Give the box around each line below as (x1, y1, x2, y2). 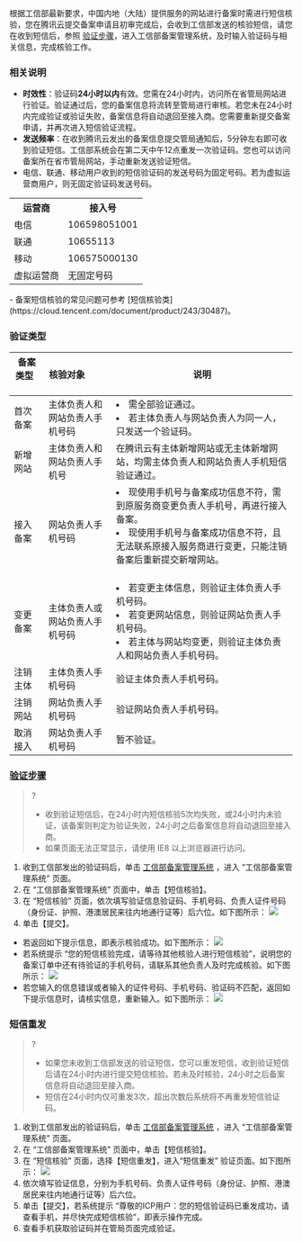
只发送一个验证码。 (115, 425, 198, 437)
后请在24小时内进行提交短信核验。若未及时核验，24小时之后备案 (44, 1069, 286, 1080)
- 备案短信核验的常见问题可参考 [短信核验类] (9, 294, 173, 305)
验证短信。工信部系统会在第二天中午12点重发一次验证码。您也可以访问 (30, 145, 291, 156)
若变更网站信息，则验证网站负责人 (128, 608, 272, 621)
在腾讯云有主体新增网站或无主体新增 (115, 442, 270, 454)
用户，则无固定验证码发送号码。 (38, 178, 157, 189)
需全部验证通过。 (128, 398, 200, 410)
